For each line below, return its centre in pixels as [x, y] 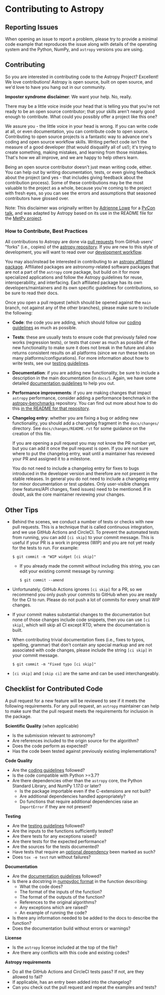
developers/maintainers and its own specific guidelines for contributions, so [82, 288]
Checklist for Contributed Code [54, 689]
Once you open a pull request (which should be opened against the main [78, 303]
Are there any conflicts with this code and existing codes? [71, 952]
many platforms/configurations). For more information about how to [80, 358]
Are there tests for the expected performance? [59, 841]
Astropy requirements [28, 962]
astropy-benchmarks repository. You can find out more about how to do [85, 403]
